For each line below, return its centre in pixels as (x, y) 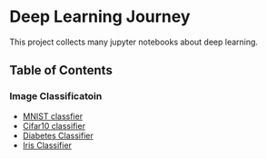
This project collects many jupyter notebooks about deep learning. (134, 42)
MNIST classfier (53, 116)
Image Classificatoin (56, 96)
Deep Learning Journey (100, 17)
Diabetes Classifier (58, 135)
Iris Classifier (47, 145)
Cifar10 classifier (54, 125)
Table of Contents (61, 70)
